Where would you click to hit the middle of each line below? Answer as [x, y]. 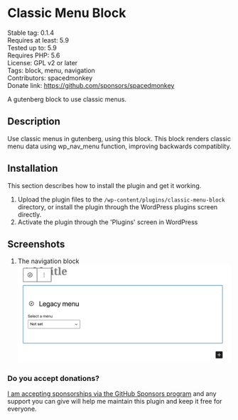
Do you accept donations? [54, 378]
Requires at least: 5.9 [38, 40]
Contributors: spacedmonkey [50, 78]
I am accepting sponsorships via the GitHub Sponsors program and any [112, 394]
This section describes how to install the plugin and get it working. [104, 185]
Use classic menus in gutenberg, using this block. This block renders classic [119, 138]
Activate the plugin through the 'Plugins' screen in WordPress [108, 222]
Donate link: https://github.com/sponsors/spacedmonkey [91, 85]
